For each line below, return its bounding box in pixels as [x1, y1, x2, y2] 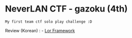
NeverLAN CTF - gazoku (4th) [5, 3, 128, 14]
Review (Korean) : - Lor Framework [5, 27, 75, 33]
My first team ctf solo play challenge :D [5, 19, 92, 24]
